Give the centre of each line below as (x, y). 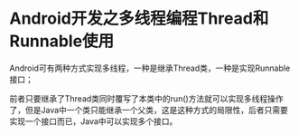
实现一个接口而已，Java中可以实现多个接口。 (93, 121)
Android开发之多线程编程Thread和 (139, 19)
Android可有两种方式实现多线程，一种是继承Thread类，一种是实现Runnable (150, 68)
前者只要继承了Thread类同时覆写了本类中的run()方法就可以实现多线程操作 (147, 98)
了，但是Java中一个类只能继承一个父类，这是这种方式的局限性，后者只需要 (149, 110)
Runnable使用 (62, 41)
